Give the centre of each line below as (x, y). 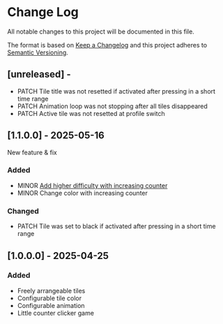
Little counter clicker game (55, 313)
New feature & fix (32, 152)
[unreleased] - (39, 74)
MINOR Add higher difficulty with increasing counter (92, 185)
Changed (23, 211)
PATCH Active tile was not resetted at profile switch (91, 113)
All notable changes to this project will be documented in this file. (101, 31)
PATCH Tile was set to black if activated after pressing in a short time (116, 226)
